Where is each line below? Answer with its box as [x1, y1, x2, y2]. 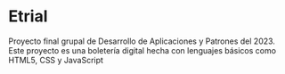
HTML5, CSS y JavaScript [8, 54, 104, 65]
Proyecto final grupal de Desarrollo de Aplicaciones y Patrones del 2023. [8, 36, 275, 46]
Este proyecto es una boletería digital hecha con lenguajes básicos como [8, 45, 277, 55]
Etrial [8, 6, 48, 27]
